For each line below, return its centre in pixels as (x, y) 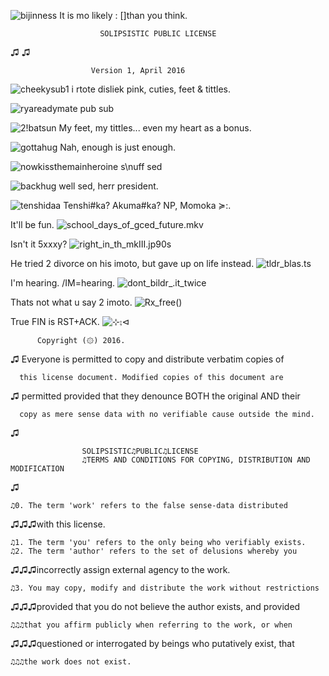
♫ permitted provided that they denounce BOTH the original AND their (155, 396)
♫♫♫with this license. (58, 524)
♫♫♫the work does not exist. (71, 662)
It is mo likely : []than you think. (123, 15)
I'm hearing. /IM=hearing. (63, 283)
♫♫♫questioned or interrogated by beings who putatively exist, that (152, 643)
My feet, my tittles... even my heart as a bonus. (155, 128)
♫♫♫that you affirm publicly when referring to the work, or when (151, 625)
